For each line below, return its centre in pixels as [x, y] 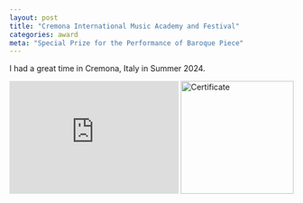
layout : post [34, 18]
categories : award [44, 34]
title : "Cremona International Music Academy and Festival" [125, 26]
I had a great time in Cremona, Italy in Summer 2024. [107, 69]
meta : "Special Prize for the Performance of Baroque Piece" [127, 43]
